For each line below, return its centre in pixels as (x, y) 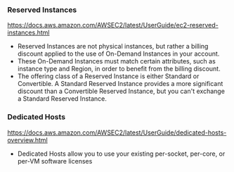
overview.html (27, 140)
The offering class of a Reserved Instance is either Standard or (108, 76)
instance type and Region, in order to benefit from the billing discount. (119, 69)
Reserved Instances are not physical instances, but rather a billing (113, 47)
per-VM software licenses (55, 161)
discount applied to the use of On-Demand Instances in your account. (118, 54)
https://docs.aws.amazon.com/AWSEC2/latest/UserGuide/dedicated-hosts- (117, 133)
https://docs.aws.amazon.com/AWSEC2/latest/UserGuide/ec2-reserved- (113, 25)
